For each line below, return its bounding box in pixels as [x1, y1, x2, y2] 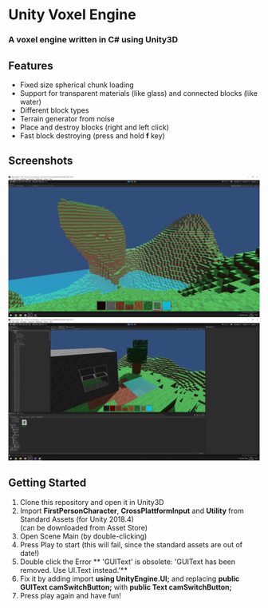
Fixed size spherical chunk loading [19, 80, 134, 89]
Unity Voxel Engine [8, 6, 137, 24]
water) [19, 97, 42, 106]
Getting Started [8, 476, 87, 490]
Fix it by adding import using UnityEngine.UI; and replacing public [19, 574, 240, 583]
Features [8, 58, 53, 73]
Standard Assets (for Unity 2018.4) [19, 514, 134, 524]
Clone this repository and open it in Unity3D [19, 497, 164, 507]
